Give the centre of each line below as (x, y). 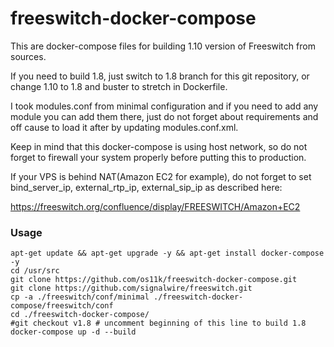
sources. (28, 56)
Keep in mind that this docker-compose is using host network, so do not (159, 146)
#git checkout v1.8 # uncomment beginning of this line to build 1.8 (158, 323)
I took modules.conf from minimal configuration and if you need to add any (164, 106)
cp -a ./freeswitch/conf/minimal (80, 297)
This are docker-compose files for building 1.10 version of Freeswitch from (163, 46)
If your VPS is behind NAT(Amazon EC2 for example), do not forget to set (161, 176)
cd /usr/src (35, 271)
